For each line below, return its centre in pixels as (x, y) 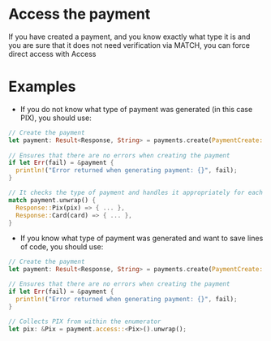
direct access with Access (52, 54)
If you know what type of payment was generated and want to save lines (142, 238)
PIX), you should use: (56, 118)
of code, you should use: (62, 247)
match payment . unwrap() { (52, 200)
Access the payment (80, 14)
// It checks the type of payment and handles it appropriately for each (136, 192)
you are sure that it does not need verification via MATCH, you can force (129, 45)
